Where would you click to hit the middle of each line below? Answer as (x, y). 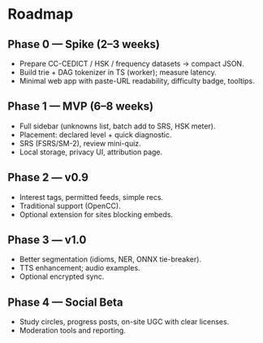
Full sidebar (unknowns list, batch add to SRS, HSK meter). (117, 126)
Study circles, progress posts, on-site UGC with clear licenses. (124, 322)
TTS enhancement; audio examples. (80, 268)
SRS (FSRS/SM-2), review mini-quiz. (80, 143)
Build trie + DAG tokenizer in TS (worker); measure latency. (118, 72)
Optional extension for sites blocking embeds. (96, 214)
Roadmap (41, 14)
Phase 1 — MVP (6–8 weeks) (81, 106)
